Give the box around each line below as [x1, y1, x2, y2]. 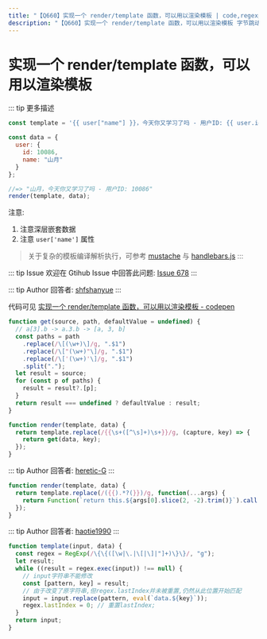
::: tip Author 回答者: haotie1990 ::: [8, 526, 120, 536]
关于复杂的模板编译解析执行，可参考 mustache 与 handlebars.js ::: [27, 251, 244, 261]
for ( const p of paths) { [15, 377, 102, 385]
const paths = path [15, 333, 80, 341]
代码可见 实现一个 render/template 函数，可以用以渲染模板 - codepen [8, 302, 235, 312]
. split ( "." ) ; [22, 362, 66, 370]
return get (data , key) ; [22, 436, 102, 443]
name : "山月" [22, 156, 64, 164]
